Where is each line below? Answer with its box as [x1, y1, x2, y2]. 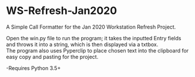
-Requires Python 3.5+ [6, 64, 61, 71]
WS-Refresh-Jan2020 [6, 4, 117, 17]
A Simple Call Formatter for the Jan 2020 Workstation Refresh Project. [6, 23, 176, 30]
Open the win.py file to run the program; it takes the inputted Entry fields [6, 34, 181, 41]
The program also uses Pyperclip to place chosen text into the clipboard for [6, 47, 189, 54]
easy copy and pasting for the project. [6, 53, 99, 60]
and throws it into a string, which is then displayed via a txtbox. [6, 41, 159, 48]
